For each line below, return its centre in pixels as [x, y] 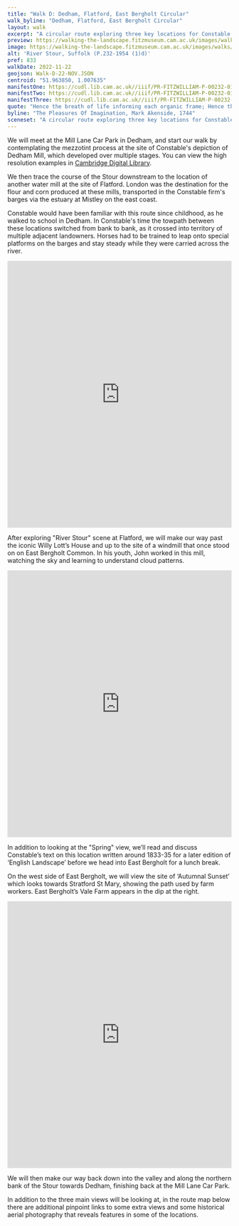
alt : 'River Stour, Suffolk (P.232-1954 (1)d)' [79, 54]
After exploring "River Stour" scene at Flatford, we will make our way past [115, 537]
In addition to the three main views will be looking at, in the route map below [119, 1199]
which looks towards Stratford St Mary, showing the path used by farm [111, 884]
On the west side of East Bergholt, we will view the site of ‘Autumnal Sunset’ [118, 876]
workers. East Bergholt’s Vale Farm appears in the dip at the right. [103, 891]
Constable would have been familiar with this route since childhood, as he [116, 213]
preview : [20, 41]
